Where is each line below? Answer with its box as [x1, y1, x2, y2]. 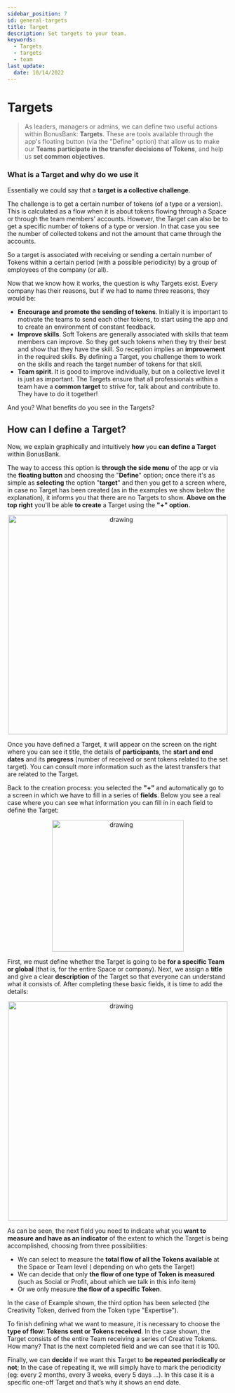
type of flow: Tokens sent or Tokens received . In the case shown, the [7, 1327, 210, 1335]
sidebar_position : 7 [7, 10, 68, 18]
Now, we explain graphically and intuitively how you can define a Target [7, 442, 216, 450]
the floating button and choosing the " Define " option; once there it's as [7, 471, 215, 479]
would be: [7, 294, 36, 302]
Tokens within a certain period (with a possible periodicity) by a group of [7, 258, 217, 266]
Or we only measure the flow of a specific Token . [17, 1285, 162, 1293]
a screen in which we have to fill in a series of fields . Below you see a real [7, 791, 221, 799]
